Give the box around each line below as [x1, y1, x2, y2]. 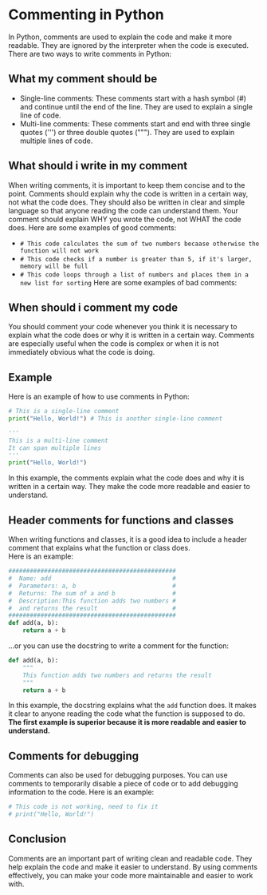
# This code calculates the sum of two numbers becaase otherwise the [19, 240, 260, 248]
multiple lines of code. [19, 136, 93, 145]
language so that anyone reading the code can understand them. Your [8, 205, 239, 215]
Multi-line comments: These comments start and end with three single [19, 118, 251, 129]
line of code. [19, 110, 61, 120]
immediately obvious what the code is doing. [8, 348, 155, 357]
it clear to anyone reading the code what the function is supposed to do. [8, 709, 245, 718]
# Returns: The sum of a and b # [8, 589, 177, 597]
